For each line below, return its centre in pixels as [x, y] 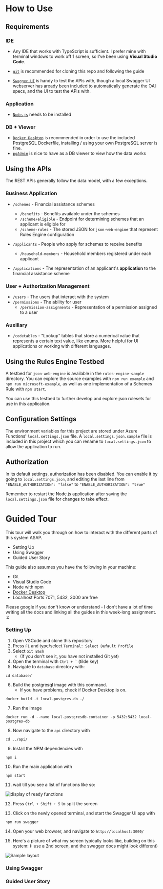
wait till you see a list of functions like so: [54, 785]
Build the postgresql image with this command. [60, 685]
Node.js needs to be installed [42, 114]
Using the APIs [29, 169]
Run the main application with [42, 766]
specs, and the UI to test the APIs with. [51, 91]
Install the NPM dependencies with [48, 748]
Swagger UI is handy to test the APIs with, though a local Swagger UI [81, 80]
